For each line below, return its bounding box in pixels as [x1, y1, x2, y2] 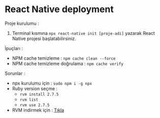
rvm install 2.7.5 [19, 92, 59, 97]
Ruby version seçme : [12, 85, 58, 92]
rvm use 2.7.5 [19, 102, 50, 107]
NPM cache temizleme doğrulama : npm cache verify [12, 60, 124, 66]
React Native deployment [5, 4, 114, 15]
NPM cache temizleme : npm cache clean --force [12, 55, 116, 61]
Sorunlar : [5, 70, 25, 76]
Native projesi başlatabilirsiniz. [12, 35, 77, 42]
